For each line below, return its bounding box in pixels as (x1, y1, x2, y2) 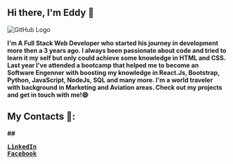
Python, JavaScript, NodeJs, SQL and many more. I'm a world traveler (7, 76, 214, 84)
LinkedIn (7, 142, 37, 150)
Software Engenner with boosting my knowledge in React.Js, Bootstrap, (7, 68, 220, 76)
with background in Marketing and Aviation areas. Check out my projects (7, 83, 223, 91)
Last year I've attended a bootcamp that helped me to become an (7, 60, 200, 69)
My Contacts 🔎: (7, 110, 76, 122)
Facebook (7, 149, 37, 157)
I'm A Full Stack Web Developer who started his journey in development (7, 39, 219, 47)
